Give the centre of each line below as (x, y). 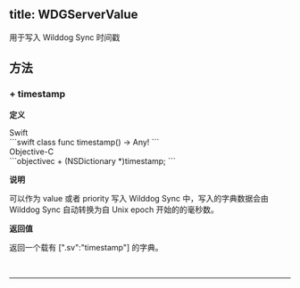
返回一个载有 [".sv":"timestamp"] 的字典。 (86, 247)
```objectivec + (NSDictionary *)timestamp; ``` (92, 160)
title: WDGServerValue (74, 15)
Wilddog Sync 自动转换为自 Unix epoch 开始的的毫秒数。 (114, 210)
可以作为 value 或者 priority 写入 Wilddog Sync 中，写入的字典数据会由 (139, 198)
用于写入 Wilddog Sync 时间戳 (65, 37)
